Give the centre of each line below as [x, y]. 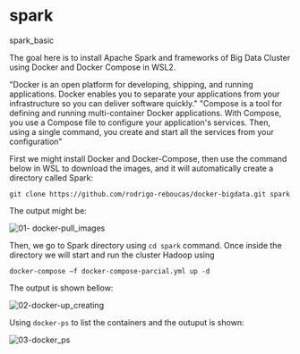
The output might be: [48, 210]
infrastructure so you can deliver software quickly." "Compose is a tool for [146, 103]
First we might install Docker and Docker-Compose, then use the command [148, 158]
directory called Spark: [51, 177]
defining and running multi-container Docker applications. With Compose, [146, 113]
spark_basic [32, 40]
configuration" [36, 141]
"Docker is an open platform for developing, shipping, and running [131, 84]
